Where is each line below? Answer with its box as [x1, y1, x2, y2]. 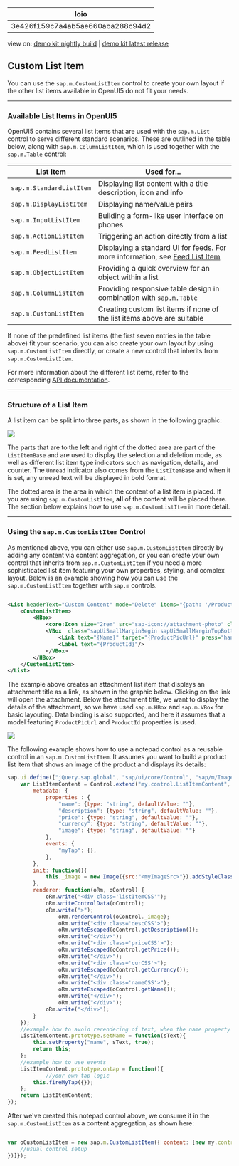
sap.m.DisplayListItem [11, 200, 87, 209]
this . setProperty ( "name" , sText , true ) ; [33, 1039, 154, 1046]
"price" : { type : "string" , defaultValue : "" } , [58, 813, 199, 821]
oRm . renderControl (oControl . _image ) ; [58, 913, 171, 920]
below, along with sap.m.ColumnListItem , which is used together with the [7, 142, 220, 151]
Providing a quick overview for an [98, 264, 210, 274]
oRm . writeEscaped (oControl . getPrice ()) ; [58, 947, 180, 954]
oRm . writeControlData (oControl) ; [45, 900, 144, 907]
